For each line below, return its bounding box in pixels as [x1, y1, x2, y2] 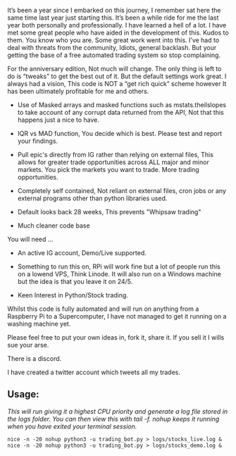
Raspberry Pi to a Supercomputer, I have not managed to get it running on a [7, 312, 227, 320]
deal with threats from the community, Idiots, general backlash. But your [7, 44, 217, 51]
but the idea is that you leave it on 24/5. [17, 278, 133, 285]
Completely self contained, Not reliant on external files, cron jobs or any [17, 187, 227, 195]
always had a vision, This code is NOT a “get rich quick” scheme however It [7, 80, 227, 87]
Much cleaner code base [17, 221, 90, 230]
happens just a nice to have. [17, 116, 100, 124]
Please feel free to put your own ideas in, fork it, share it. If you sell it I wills [7, 333, 225, 341]
